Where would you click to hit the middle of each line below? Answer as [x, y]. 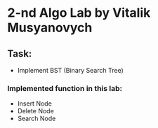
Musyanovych [50, 28]
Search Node [37, 119]
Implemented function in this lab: [65, 88]
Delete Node [35, 111]
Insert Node [35, 104]
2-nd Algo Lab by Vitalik [79, 13]
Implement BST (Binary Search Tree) [71, 70]
